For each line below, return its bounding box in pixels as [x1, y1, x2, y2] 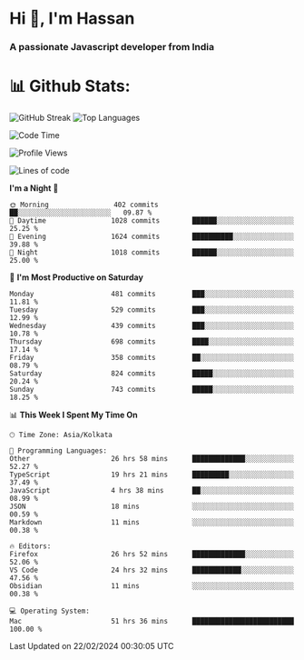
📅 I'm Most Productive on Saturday [9, 272, 143, 283]
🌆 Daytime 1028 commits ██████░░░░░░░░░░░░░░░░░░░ [9, 216, 295, 225]
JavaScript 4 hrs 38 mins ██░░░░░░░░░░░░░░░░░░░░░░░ [9, 486, 295, 495]
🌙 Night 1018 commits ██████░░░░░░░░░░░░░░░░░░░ [9, 248, 295, 257]
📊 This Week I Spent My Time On [9, 409, 138, 421]
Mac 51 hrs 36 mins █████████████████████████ [9, 617, 295, 626]
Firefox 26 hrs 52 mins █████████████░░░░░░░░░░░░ [9, 550, 295, 559]
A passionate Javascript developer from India [9, 41, 215, 54]
